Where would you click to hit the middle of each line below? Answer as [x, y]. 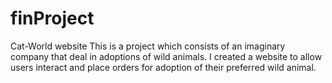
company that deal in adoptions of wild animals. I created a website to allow [166, 56]
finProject [52, 18]
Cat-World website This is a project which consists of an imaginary [148, 46]
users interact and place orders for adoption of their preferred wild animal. [163, 67]
